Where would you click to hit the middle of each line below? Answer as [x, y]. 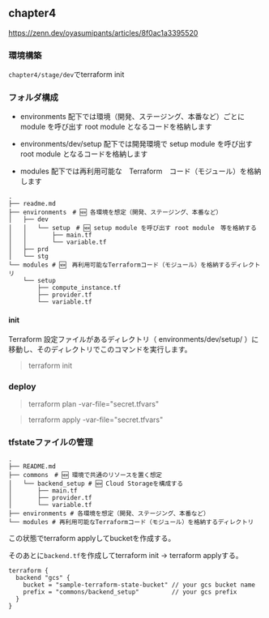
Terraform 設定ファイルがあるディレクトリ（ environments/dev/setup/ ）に [134, 339]
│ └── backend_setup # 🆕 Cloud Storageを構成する [96, 484]
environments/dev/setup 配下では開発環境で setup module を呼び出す [136, 144]
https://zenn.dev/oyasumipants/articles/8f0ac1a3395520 [103, 32]
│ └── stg [28, 257]
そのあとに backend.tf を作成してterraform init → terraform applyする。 [126, 556]
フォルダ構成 [34, 98]
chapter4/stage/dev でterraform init [66, 75]
